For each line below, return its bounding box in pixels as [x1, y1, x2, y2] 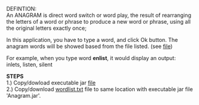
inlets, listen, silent [6, 61, 53, 68]
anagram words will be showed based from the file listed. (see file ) [6, 42, 173, 50]
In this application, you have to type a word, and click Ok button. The [6, 36, 178, 43]
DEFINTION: [6, 5, 37, 12]
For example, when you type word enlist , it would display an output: [6, 55, 176, 61]
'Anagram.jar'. [6, 92, 41, 99]
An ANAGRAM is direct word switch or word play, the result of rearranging [6, 12, 192, 19]
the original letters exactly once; [6, 24, 87, 32]
